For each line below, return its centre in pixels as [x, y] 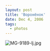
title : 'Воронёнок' [25, 15]
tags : [11, 24]
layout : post [19, 10]
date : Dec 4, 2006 [24, 19]
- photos [19, 29]
